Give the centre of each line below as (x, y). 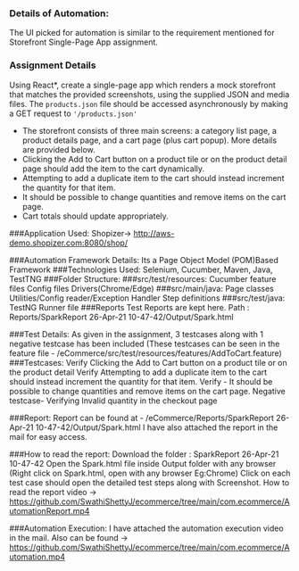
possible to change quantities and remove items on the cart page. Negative (147, 391)
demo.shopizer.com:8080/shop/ (68, 243)
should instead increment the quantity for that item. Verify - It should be (141, 381)
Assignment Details (53, 65)
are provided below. (58, 149)
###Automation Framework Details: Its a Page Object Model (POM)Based (144, 260)
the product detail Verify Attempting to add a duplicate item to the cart (138, 372)
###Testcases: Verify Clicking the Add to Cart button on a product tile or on (148, 362)
